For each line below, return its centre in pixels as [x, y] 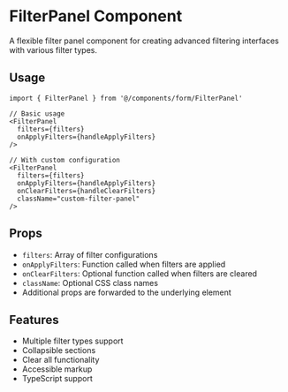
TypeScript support [57, 379]
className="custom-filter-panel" [79, 199]
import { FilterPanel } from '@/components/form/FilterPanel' [126, 98]
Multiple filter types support [72, 341]
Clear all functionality [61, 360]
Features [34, 320]
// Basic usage [37, 113]
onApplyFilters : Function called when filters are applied [124, 264]
